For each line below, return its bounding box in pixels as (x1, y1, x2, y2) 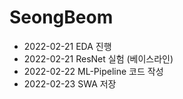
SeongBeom (9, 6, 114, 29)
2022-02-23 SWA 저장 (23, 77, 117, 90)
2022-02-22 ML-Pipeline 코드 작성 (23, 65, 164, 77)
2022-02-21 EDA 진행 (23, 40, 112, 52)
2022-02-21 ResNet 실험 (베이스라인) (23, 52, 174, 65)
